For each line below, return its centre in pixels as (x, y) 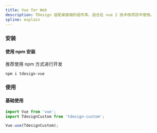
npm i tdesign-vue (25, 74)
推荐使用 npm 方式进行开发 (34, 64)
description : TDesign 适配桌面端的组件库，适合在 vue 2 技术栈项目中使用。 (80, 15)
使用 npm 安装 (20, 51)
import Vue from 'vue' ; (31, 112)
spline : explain (23, 19)
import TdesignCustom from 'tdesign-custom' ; (55, 116)
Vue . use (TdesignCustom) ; (32, 126)
